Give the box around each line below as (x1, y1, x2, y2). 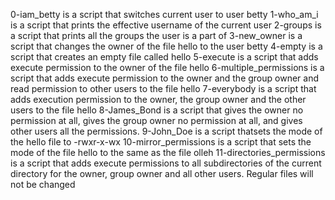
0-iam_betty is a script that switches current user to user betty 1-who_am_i (10, 9, 319, 20)
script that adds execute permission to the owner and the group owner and (10, 72, 319, 84)
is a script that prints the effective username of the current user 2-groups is (10, 19, 322, 31)
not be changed (10, 179, 76, 190)
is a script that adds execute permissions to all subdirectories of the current (10, 157, 322, 169)
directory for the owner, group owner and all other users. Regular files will (10, 168, 314, 179)
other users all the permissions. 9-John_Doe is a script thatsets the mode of (10, 125, 323, 137)
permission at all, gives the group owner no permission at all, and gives (10, 115, 303, 126)
